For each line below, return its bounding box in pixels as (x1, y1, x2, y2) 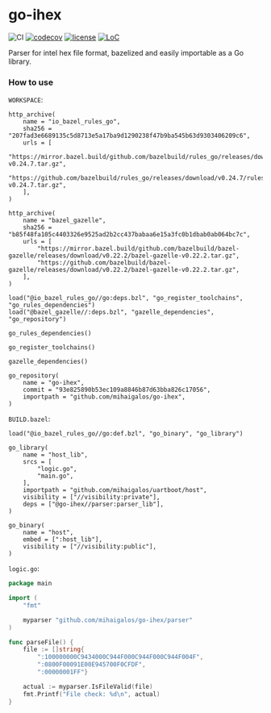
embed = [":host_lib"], (23, 536, 103, 544)
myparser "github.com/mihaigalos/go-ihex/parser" (23, 615, 194, 624)
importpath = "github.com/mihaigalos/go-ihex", (23, 393, 186, 401)
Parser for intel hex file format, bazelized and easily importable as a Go (8, 48, 244, 57)
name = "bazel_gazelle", (23, 216, 106, 225)
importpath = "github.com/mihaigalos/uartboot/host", (23, 486, 207, 494)
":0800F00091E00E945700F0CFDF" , (37, 661, 147, 669)
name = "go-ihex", (23, 379, 85, 387)
